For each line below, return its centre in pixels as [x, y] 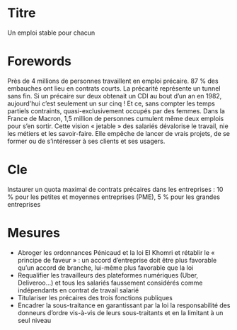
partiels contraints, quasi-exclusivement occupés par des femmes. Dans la [116, 110]
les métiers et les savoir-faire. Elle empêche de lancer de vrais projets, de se [118, 133]
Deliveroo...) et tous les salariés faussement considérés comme [110, 283]
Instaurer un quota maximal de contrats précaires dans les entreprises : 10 [115, 189]
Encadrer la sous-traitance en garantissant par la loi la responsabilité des [124, 305]
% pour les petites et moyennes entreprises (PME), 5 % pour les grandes [114, 197]
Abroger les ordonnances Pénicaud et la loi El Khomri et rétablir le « [116, 252]
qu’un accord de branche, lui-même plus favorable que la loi [105, 268]
